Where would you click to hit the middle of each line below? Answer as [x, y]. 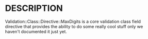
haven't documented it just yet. [36, 31]
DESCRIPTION [34, 8]
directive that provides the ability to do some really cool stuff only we [74, 26]
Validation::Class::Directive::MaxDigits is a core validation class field [73, 21]
